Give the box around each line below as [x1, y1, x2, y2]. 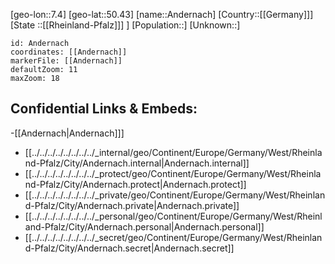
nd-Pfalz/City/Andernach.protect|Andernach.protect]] [24, 178, 247, 190]
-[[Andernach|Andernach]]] [10, 127, 125, 139]
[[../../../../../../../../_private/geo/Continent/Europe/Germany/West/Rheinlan [24, 189, 326, 201]
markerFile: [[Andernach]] [10, 56, 123, 66]
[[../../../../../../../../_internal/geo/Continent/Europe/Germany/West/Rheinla [24, 146, 323, 158]
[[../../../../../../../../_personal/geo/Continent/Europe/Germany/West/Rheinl [24, 210, 323, 222]
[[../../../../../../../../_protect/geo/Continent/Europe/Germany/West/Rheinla [24, 167, 322, 179]
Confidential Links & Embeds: [10, 100, 198, 118]
